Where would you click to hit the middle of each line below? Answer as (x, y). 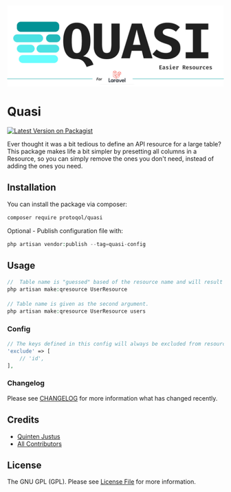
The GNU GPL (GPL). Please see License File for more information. (101, 482)
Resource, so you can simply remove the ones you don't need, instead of (111, 158)
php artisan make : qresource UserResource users (77, 311)
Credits (23, 420)
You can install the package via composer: (67, 204)
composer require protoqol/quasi (55, 217)
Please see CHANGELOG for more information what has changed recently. (112, 398)
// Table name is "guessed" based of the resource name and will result (115, 282)
